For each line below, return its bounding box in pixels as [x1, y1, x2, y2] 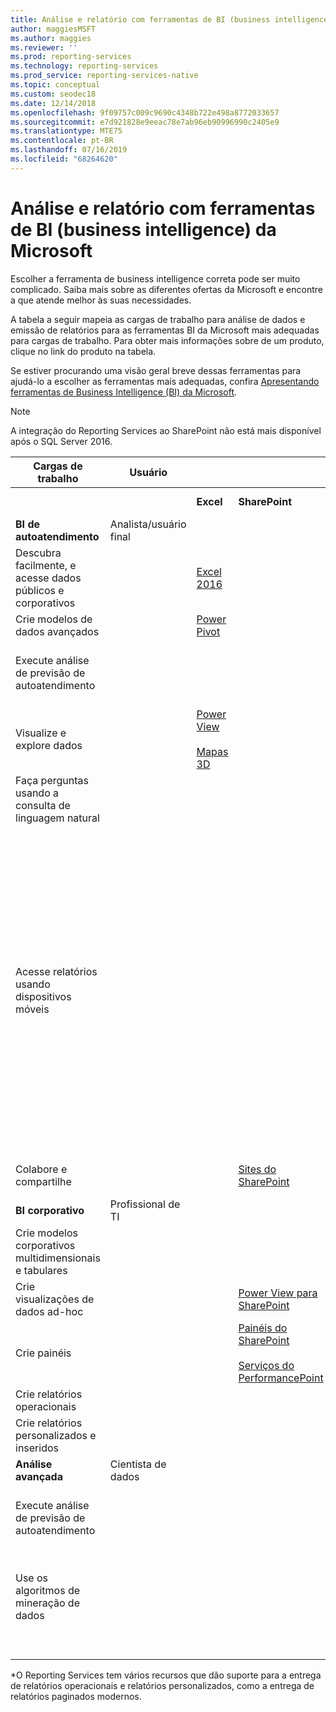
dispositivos [15, 989, 72, 1003]
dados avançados [15, 624, 100, 638]
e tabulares [15, 1263, 68, 1277]
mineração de [15, 1596, 80, 1610]
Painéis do [238, 1321, 288, 1335]
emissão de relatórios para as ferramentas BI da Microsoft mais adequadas [10, 324, 320, 336]
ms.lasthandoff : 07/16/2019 [10, 145, 128, 155]
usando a [15, 786, 60, 800]
